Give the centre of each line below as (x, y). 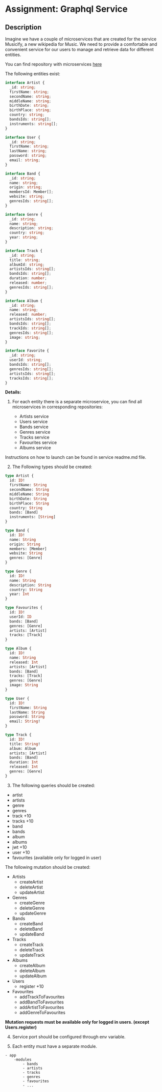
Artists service (34, 416)
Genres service (35, 432)
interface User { (23, 137)
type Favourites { (24, 608)
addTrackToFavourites (42, 997)
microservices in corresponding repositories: (57, 407)
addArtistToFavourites (42, 1007)
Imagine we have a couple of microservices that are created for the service (81, 39)
